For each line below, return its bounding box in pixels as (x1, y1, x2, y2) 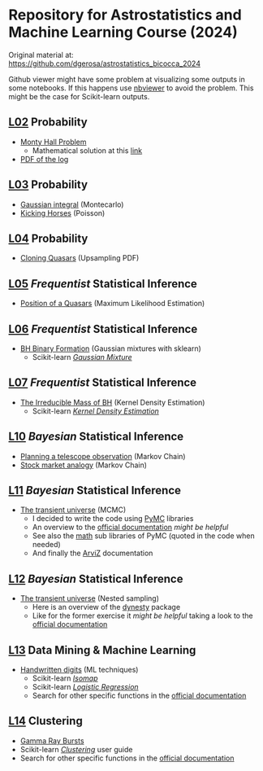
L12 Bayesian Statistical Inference (8, 572, 183, 585)
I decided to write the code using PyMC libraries (32, 514, 194, 523)
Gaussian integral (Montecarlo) (19, 199, 124, 209)
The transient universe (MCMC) (19, 505, 127, 515)
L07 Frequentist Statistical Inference (8, 376, 197, 390)
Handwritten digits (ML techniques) (19, 665, 139, 675)
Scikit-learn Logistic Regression (32, 682, 140, 692)
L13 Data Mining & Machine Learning (8, 643, 196, 657)
